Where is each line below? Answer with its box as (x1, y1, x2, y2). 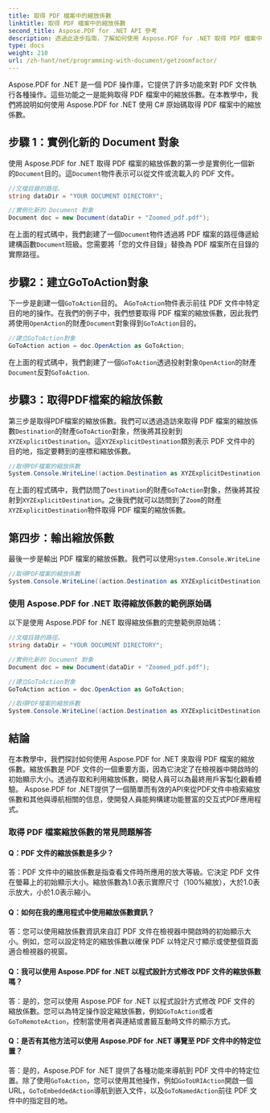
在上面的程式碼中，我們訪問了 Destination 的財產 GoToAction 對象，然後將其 (8, 485, 253, 495)
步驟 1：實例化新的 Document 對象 (8, 136, 179, 149)
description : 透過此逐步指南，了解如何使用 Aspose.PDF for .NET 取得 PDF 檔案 (8, 34, 257, 43)
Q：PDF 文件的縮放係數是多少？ (8, 848, 114, 857)
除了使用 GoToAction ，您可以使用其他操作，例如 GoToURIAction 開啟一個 (22, 1075, 253, 1085)
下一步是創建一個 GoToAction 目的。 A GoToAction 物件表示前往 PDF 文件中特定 (8, 298, 260, 308)
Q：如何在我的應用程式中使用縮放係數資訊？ (8, 907, 155, 917)
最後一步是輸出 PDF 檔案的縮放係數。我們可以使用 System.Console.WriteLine (8, 554, 260, 563)
